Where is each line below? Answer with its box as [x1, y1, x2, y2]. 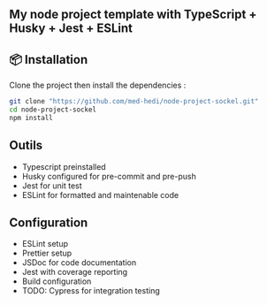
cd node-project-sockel [9, 105, 97, 114]
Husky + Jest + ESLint [9, 21, 133, 36]
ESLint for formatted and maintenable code [21, 189, 179, 200]
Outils [9, 138, 43, 153]
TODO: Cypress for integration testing [21, 286, 161, 296]
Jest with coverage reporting [21, 267, 128, 278]
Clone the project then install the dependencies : [9, 80, 187, 91]
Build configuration [21, 276, 92, 286]
